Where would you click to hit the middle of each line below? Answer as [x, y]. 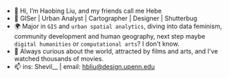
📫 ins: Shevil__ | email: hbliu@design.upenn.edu [84, 66]
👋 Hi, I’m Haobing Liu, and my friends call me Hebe [88, 11]
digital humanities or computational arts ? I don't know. [97, 44]
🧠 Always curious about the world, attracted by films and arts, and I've [116, 51]
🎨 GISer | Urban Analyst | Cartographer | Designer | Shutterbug [105, 18]
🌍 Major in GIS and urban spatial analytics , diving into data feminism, [118, 26]
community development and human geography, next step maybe [110, 36]
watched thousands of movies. [59, 59]
